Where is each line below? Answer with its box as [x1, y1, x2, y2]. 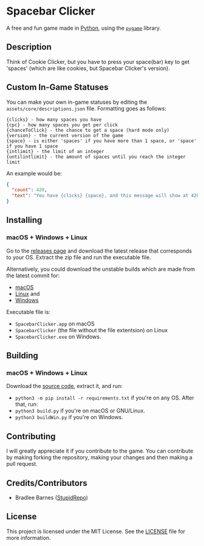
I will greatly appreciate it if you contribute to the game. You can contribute [6, 448, 194, 455]
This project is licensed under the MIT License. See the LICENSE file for [6, 527, 186, 535]
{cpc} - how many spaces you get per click [6, 121, 118, 128]
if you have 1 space [6, 143, 59, 149]
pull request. [6, 460, 38, 468]
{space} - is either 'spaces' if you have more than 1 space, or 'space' [6, 138, 197, 144]
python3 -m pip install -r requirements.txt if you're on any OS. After [15, 394, 194, 401]
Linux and [15, 290, 40, 297]
